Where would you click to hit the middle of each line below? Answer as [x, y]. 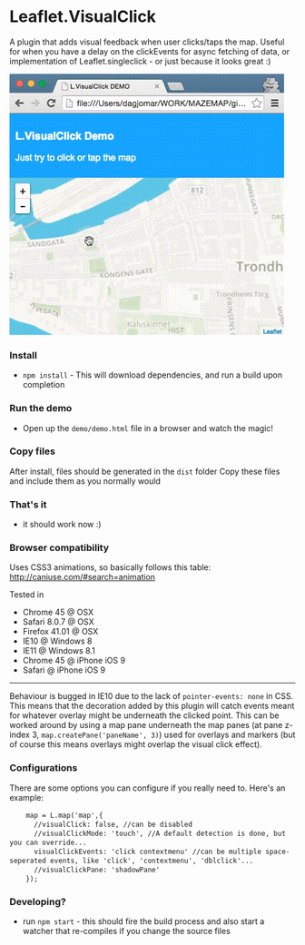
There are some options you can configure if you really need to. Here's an [148, 788]
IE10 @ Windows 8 [57, 641]
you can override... [49, 842]
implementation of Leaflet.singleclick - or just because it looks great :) [140, 61]
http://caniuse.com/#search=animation [83, 577]
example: [26, 797]
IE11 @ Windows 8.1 [59, 651]
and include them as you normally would [85, 481]
